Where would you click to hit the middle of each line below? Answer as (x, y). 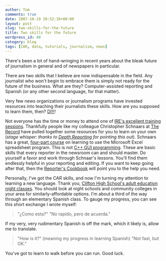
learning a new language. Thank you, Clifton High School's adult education (81, 183)
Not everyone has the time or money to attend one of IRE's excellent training (83, 121)
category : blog (21, 42)
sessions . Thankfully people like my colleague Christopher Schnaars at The (82, 126)
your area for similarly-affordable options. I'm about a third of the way (76, 194)
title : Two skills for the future (41, 33)
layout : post (19, 24)
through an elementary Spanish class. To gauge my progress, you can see (81, 199)
